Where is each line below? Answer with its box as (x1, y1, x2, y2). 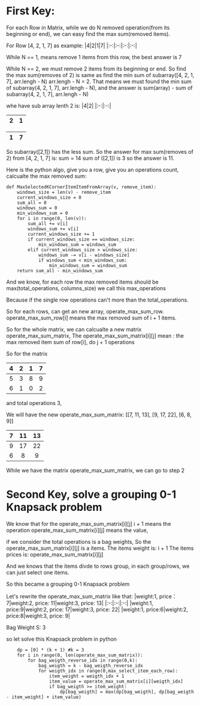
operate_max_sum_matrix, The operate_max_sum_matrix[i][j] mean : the (6, 332, 184, 339)
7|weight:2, (6, 600, 34, 607)
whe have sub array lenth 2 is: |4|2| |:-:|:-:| (6, 102, 112, 109)
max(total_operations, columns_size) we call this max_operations (6, 284, 166, 291)
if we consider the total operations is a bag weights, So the (6, 538, 151, 545)
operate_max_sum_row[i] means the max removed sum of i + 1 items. (6, 314, 177, 321)
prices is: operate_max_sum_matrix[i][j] (6, 550, 104, 558)
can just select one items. (6, 568, 69, 576)
